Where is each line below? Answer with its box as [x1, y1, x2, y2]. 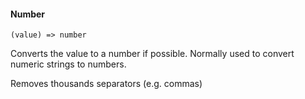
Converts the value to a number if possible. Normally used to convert [10, 48, 295, 60]
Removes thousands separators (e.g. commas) [10, 78, 203, 90]
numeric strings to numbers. [10, 58, 127, 70]
